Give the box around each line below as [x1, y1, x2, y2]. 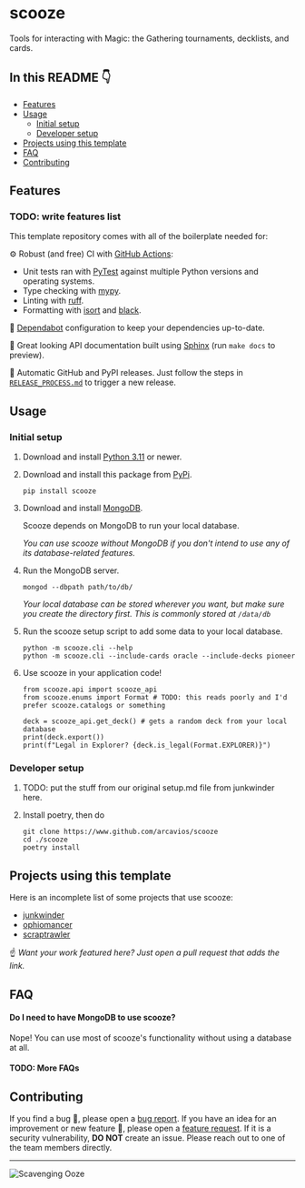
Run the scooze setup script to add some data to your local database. [22, 626, 283, 637]
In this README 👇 [9, 70, 112, 86]
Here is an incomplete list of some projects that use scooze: [9, 892, 233, 903]
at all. [9, 1042, 30, 1052]
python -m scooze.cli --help [22, 644, 133, 653]
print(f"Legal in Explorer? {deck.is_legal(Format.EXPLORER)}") [22, 740, 271, 750]
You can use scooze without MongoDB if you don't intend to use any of [22, 538, 290, 549]
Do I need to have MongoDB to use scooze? [9, 1012, 176, 1023]
